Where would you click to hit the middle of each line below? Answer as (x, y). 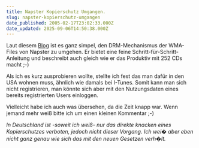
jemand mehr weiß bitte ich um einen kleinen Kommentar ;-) (80, 113)
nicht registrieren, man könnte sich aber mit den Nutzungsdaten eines (92, 89)
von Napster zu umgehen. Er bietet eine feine (75, 52)
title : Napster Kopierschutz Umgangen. (56, 12)
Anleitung (18, 58)
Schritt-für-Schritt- (155, 52)
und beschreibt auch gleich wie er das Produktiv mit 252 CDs (107, 58)
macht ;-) (18, 65)
